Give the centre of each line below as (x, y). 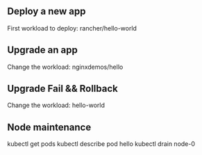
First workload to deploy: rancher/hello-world (72, 28)
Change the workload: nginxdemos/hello (65, 67)
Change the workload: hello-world (56, 105)
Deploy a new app (47, 11)
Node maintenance (49, 127)
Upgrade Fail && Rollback (62, 89)
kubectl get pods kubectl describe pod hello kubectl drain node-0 (101, 144)
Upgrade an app (42, 50)
